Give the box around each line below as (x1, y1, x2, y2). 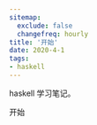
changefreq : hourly (17, 29, 89, 38)
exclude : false (17, 21, 73, 30)
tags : (9, 54, 29, 63)
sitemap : (9, 12, 41, 22)
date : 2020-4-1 (9, 46, 65, 55)
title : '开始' (9, 37, 59, 47)
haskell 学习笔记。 (9, 88, 76, 98)
